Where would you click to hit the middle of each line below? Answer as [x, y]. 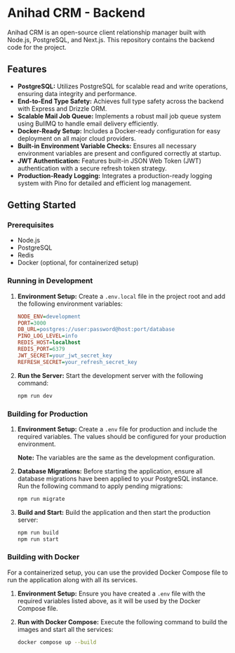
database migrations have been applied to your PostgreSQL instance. [118, 478]
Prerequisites [31, 225]
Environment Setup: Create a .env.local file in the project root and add [121, 296]
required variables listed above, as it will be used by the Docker [109, 600]
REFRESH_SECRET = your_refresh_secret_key [77, 362]
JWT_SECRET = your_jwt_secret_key [65, 356]
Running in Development [50, 281]
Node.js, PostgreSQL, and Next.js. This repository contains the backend [111, 39]
